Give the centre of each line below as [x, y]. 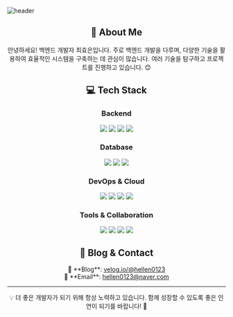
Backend [116, 114]
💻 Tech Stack [116, 90]
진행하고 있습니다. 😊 [123, 67]
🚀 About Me [116, 32]
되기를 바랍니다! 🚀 [123, 306]
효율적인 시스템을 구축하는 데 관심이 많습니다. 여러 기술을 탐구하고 [116, 58]
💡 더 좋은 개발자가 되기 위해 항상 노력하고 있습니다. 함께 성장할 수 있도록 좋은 [113, 298]
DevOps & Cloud [116, 181]
